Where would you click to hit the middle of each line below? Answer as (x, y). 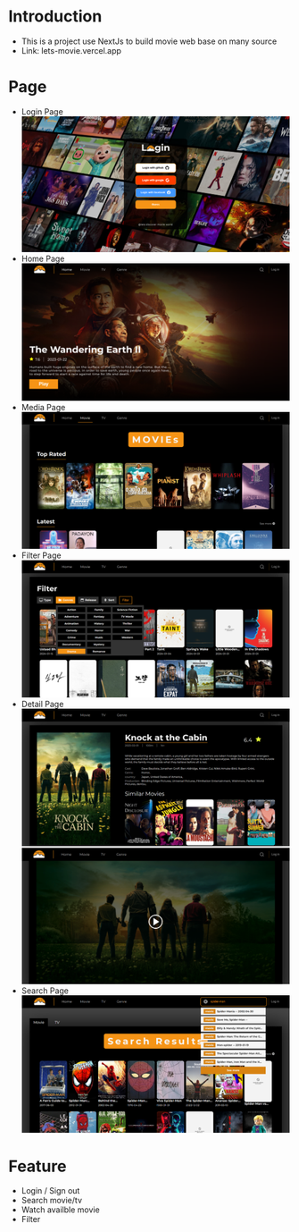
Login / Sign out (50, 1191)
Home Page (43, 259)
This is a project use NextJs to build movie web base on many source (149, 41)
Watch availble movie (60, 1210)
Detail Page (42, 705)
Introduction (55, 17)
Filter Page (41, 555)
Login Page (42, 111)
